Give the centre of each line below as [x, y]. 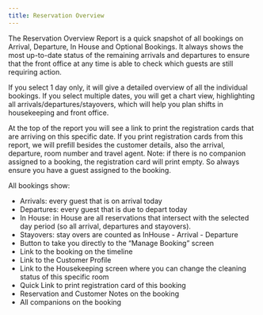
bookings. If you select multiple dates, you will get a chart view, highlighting [131, 95]
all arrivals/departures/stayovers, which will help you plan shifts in [116, 104]
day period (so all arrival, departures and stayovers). [105, 226]
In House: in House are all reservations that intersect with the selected [134, 217]
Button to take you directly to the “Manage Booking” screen [117, 243]
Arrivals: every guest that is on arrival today [91, 201]
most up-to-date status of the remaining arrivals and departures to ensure [129, 55]
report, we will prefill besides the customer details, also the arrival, [117, 144]
